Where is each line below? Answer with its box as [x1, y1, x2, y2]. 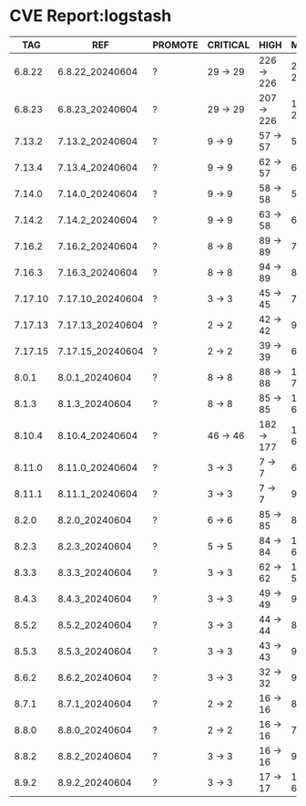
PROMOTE [152, 38, 199, 51]
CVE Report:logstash [9, 5, 172, 26]
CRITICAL [207, 38, 250, 51]
